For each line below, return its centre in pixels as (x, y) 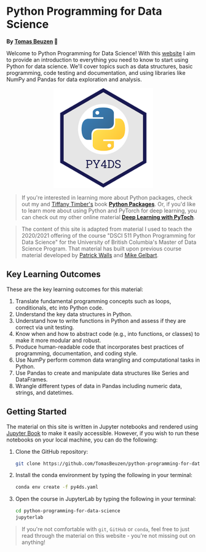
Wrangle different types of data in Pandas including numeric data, (99, 386)
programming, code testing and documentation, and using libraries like (96, 72)
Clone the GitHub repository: (51, 451)
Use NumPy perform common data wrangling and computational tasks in (108, 360)
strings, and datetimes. (44, 392)
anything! (33, 542)
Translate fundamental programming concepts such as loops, (93, 301)
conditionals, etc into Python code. (59, 308)
